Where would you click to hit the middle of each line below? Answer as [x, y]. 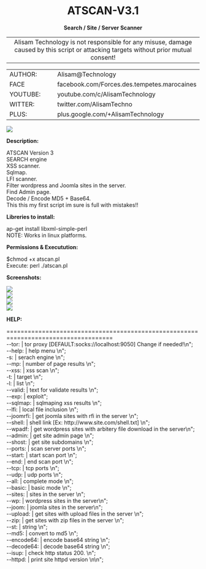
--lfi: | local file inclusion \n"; [42, 409]
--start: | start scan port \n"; [42, 455]
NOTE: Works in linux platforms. [47, 235]
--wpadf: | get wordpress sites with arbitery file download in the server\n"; [101, 429]
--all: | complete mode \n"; [40, 481]
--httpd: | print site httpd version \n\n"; [55, 559]
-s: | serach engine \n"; [36, 357]
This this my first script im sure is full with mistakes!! [72, 205]
